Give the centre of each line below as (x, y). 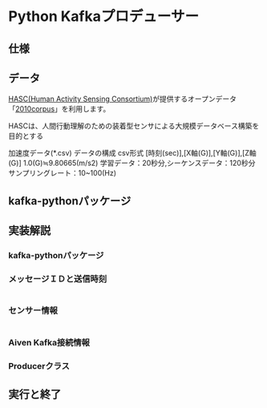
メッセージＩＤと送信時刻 (57, 279)
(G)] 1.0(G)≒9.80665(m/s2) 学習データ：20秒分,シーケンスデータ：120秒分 (132, 163)
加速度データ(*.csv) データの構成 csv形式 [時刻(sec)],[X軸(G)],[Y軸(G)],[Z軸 (132, 153)
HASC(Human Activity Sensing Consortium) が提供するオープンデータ (122, 99)
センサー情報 (33, 311)
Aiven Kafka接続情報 (49, 342)
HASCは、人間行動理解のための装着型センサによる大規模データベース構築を (134, 126)
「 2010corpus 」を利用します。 (59, 109)
